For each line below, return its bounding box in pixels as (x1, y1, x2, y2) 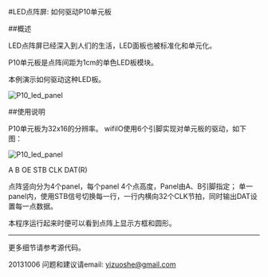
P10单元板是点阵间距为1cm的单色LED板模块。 (8, 58, 158, 67)
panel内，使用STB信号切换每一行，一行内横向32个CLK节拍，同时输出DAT (8, 192, 251, 201)
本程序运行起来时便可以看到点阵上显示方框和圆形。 (8, 218, 176, 228)
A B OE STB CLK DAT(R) (8, 166, 88, 174)
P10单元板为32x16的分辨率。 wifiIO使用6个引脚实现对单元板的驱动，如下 (8, 124, 247, 133)
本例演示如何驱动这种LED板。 (8, 75, 106, 84)
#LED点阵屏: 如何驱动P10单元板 (8, 7, 112, 16)
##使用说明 (8, 107, 45, 116)
